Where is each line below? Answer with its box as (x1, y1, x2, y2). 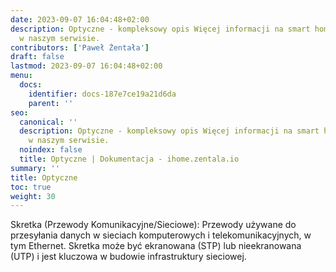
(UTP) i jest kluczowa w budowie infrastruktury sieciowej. (10, 251, 247, 263)
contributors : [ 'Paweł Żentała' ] (10, 42, 150, 53)
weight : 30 (10, 191, 56, 201)
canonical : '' (19, 117, 78, 127)
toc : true (10, 182, 52, 192)
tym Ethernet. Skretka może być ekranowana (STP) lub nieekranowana (10, 240, 302, 252)
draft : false (10, 52, 65, 62)
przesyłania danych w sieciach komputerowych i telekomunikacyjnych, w (10, 229, 312, 241)
